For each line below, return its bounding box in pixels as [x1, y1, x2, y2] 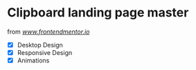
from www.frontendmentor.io [7, 27, 90, 36]
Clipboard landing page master [7, 5, 189, 21]
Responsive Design [17, 49, 73, 56]
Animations [17, 56, 50, 65]
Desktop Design [17, 40, 64, 49]
